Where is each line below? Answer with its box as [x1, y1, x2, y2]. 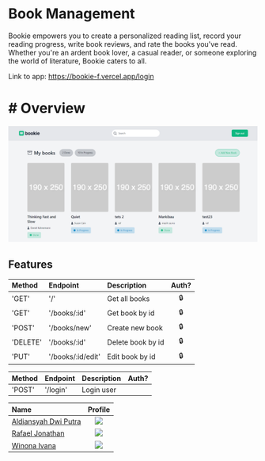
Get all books [107, 294, 150, 303]
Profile [87, 405, 111, 414]
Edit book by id [107, 352, 156, 361]
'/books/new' [48, 322, 93, 333]
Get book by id [107, 308, 155, 318]
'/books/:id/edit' [48, 352, 101, 361]
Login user [81, 385, 117, 394]
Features [8, 257, 53, 271]
